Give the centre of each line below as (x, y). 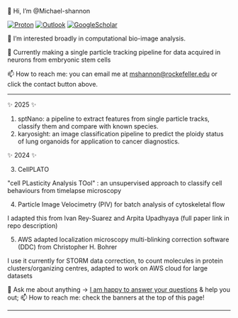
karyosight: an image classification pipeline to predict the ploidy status (121, 134)
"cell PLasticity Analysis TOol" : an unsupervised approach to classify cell (115, 183)
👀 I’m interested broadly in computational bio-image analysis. (97, 38)
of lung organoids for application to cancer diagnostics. (98, 141)
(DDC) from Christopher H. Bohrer (67, 247)
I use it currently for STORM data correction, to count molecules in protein (115, 261)
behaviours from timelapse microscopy (64, 191)
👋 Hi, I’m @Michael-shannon (49, 11)
